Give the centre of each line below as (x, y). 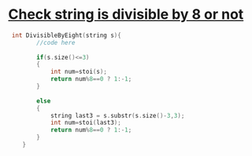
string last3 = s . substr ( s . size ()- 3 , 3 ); (117, 115)
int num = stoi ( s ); (79, 72)
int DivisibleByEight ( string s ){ (67, 35)
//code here (56, 42)
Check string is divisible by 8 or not (126, 15)
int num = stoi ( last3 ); (86, 123)
